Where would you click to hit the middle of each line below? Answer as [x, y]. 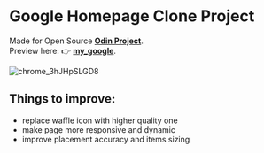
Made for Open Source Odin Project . [76, 41]
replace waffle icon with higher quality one [100, 120]
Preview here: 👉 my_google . [63, 50]
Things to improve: [62, 99]
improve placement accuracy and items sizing [106, 139]
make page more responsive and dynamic [98, 129]
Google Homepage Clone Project [132, 16]
